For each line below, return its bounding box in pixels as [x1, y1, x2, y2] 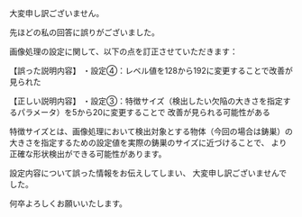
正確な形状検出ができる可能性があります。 [9, 149, 167, 159]
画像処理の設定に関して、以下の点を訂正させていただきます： [9, 46, 238, 57]
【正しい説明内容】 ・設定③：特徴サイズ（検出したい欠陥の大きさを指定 [9, 95, 283, 106]
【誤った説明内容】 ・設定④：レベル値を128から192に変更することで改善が [9, 66, 293, 76]
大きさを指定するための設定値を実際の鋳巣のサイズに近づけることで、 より [9, 138, 288, 148]
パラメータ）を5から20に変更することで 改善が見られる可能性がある [16, 107, 270, 117]
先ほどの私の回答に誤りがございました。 [9, 27, 160, 38]
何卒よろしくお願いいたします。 [9, 198, 128, 209]
